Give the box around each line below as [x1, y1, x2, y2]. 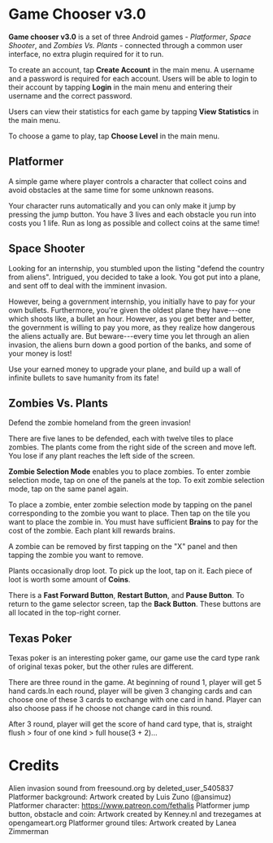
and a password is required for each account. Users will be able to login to [8, 73, 258, 83]
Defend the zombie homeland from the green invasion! [8, 418, 191, 428]
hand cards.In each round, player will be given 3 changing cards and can [8, 686, 253, 696]
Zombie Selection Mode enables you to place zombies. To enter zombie [8, 467, 251, 476]
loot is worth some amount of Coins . [8, 575, 131, 585]
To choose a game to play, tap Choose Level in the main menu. [8, 131, 220, 141]
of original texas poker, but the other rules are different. [8, 661, 194, 672]
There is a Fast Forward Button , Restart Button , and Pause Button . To [8, 591, 245, 600]
